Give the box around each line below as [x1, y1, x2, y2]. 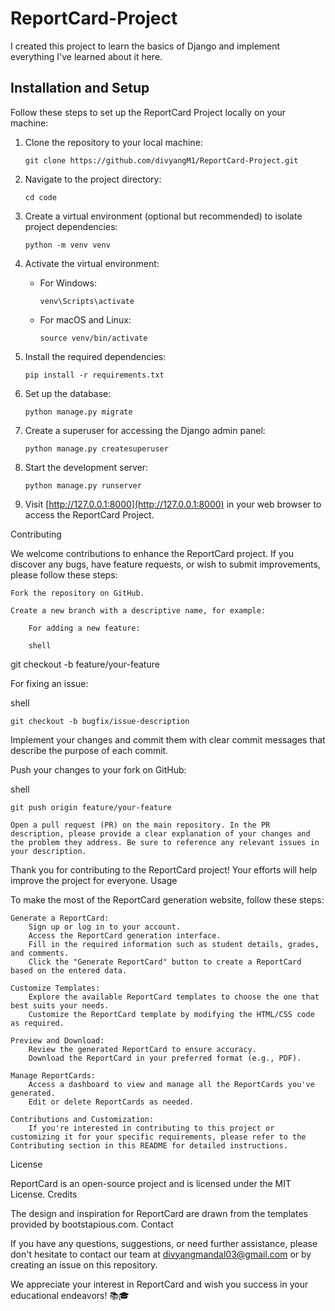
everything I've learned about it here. [10, 50, 163, 62]
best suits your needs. [10, 1000, 110, 1011]
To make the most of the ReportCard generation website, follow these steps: [10, 893, 325, 906]
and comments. [10, 948, 70, 958]
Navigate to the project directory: [24, 173, 162, 185]
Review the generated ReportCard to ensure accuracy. [28, 1044, 257, 1054]
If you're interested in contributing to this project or [28, 1123, 275, 1133]
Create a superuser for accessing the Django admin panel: [24, 424, 266, 436]
